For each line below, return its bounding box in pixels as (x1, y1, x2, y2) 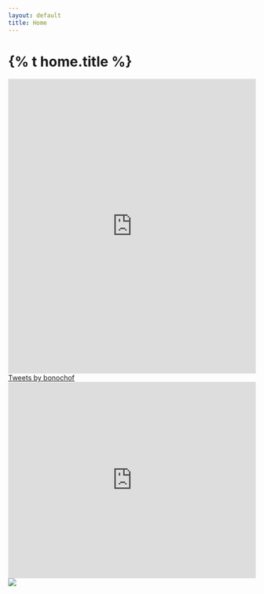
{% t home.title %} (8, 53, 132, 71)
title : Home (8, 19, 47, 27)
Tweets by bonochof (8, 373, 75, 383)
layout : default (8, 11, 61, 20)
